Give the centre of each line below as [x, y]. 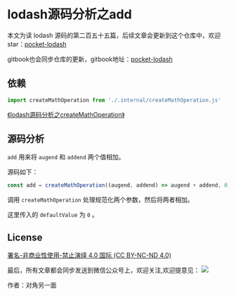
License [25, 237]
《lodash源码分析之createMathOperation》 [66, 114]
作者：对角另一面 [32, 285]
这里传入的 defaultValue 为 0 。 [53, 215]
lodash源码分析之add [70, 14]
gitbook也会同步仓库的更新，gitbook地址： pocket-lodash [90, 59]
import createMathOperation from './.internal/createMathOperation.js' [114, 100]
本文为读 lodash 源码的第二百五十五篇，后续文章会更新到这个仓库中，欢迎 [114, 35]
